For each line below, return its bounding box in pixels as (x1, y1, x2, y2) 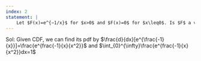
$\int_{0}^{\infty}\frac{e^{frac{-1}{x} (99, 42, 189, 49)
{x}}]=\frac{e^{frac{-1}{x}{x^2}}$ (5, 42, 88, 49)
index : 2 (5, 8, 28, 15)
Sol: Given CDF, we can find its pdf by (5, 36, 100, 43)
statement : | (5, 14, 38, 20)
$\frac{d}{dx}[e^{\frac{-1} (100, 36, 164, 43)
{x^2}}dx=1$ (5, 49, 37, 56)
